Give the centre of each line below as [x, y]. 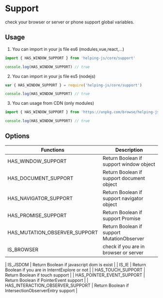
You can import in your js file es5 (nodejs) [54, 76]
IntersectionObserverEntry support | [41, 290]
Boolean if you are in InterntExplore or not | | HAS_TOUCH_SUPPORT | [75, 270]
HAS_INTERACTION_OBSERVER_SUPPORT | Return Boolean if [67, 285]
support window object [129, 164]
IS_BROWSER [23, 249]
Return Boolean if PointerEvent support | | [47, 280]
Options [17, 136]
